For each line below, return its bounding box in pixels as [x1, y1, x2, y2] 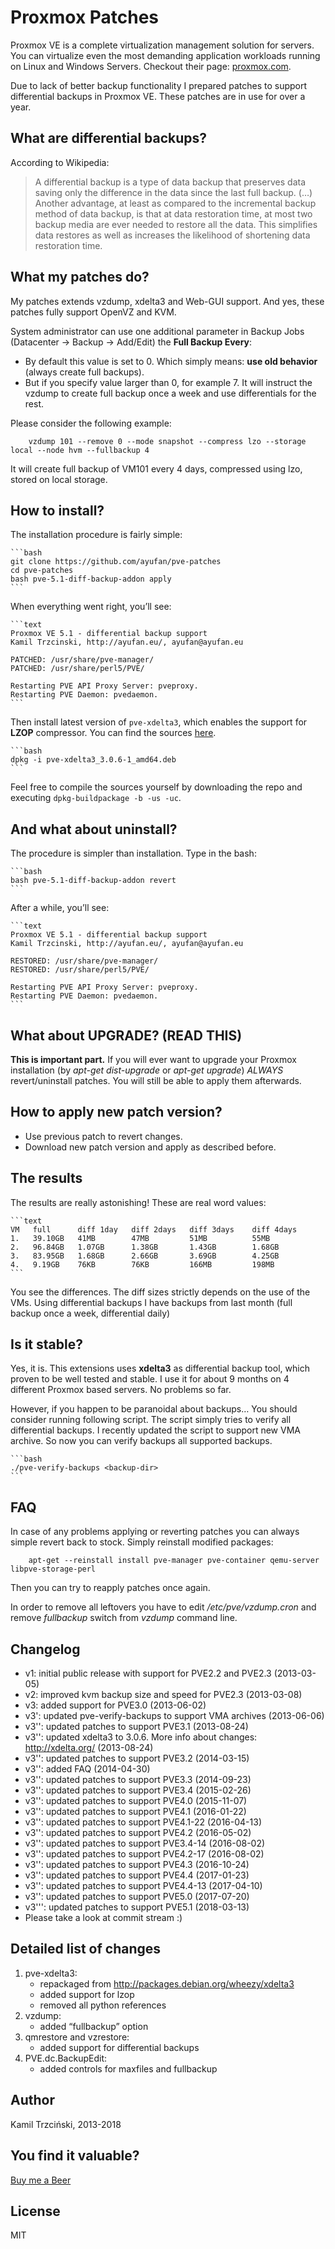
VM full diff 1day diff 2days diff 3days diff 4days [10, 1224, 298, 1235]
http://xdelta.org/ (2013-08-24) [24, 1742, 154, 1754]
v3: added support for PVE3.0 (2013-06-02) [24, 1699, 207, 1711]
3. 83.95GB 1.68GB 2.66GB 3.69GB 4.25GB [10, 1251, 280, 1261]
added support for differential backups [39, 2041, 200, 2053]
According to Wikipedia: [10, 156, 110, 168]
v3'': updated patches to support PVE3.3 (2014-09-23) [24, 1774, 252, 1786]
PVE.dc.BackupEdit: [24, 2052, 107, 2064]
